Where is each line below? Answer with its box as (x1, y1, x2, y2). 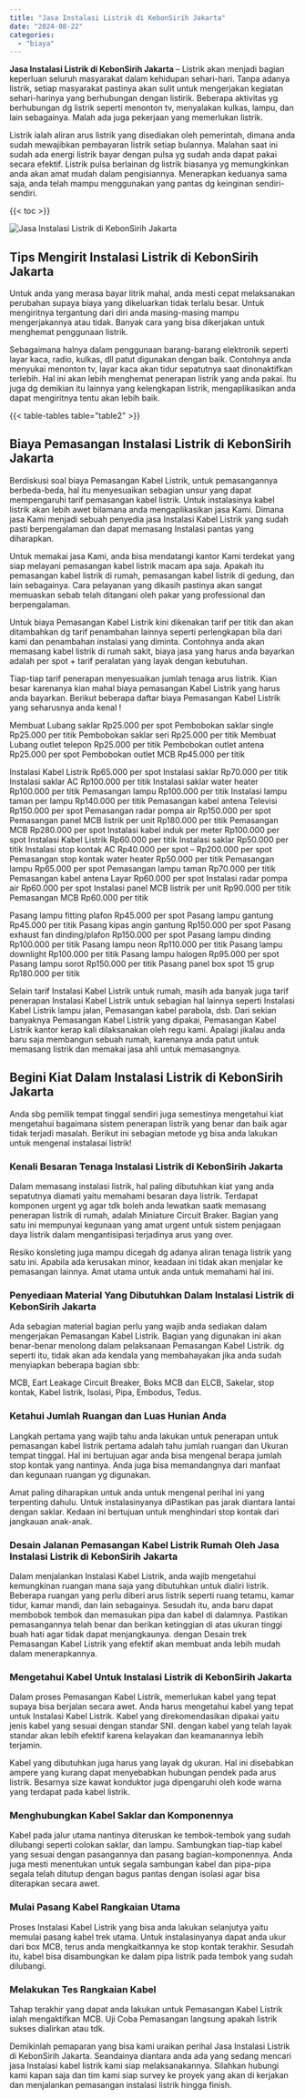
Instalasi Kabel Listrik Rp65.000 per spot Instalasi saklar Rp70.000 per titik (9, 766, 289, 777)
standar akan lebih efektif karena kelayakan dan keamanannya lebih (9, 1730, 264, 1741)
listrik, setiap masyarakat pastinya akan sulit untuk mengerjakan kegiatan (9, 83, 284, 94)
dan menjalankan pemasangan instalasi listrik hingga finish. (9, 2080, 232, 2091)
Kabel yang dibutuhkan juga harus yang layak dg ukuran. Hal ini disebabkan (9, 1758, 294, 1768)
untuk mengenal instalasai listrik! (9, 1137, 132, 1148)
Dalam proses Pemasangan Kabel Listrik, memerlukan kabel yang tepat (9, 1691, 277, 1703)
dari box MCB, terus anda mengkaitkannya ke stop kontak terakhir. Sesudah (9, 1941, 294, 1951)
